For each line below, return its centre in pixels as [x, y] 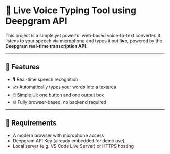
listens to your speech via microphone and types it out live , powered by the [84, 41]
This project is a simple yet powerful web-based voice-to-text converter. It [83, 35]
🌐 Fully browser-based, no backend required [59, 102]
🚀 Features [23, 67]
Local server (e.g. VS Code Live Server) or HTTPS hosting [73, 146]
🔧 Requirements [31, 123]
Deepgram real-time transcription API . [46, 46]
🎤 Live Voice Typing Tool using [71, 10]
